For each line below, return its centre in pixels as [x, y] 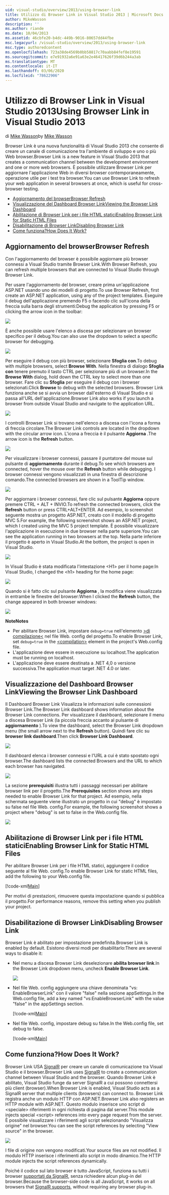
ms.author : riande [24, 29]
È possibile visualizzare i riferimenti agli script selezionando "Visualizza [79, 1120]
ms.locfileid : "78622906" [32, 76]
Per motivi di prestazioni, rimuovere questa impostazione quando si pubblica [85, 896]
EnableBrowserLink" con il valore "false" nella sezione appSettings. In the [88, 993]
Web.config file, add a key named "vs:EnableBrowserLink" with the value [88, 999]
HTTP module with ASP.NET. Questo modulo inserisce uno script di [75, 1104]
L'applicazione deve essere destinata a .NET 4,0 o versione [74, 663]
